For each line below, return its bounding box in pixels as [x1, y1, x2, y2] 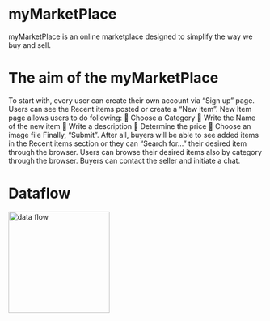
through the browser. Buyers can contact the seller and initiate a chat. [8, 156, 241, 165]
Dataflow [8, 184, 71, 203]
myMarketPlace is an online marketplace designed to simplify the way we [8, 32, 253, 41]
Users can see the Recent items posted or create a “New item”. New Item [8, 104, 252, 113]
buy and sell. [8, 40, 51, 49]
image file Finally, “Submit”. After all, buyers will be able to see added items [8, 130, 259, 139]
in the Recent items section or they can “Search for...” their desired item [8, 139, 247, 148]
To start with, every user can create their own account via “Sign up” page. [8, 95, 255, 105]
